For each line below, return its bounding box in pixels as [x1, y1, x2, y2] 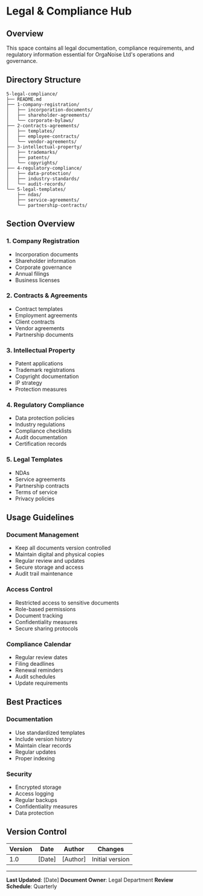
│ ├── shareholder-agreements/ [6, 112, 91, 118]
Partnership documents [14, 331, 74, 338]
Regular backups [14, 796, 57, 803]
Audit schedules [14, 672, 56, 680]
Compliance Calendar [6, 640, 71, 648]
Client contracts [14, 318, 55, 325]
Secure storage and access [14, 563, 83, 571]
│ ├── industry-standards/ [6, 176, 80, 182]
